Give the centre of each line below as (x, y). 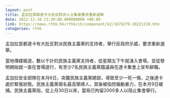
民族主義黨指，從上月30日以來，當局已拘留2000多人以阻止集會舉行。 (87, 90)
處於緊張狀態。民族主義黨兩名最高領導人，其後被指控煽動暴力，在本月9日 (82, 84)
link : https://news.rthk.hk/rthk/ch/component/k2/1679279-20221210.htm (82, 24)
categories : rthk (24, 29)
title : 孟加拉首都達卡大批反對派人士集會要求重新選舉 (55, 15)
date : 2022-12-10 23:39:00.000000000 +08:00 (53, 19)
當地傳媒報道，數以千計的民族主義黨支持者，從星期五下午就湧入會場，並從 (83, 61)
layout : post (19, 10)
